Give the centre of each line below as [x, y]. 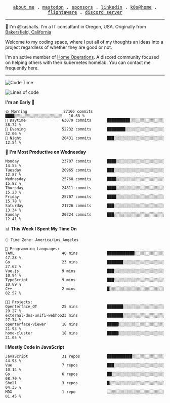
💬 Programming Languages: [32, 249]
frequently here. [22, 68]
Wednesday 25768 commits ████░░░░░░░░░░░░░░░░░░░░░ [85, 179]
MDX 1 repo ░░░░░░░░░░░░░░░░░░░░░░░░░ [85, 392]
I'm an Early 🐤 [20, 102]
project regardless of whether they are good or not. [59, 47]
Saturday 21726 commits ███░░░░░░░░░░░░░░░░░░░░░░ [85, 206]
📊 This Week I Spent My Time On [41, 229]
